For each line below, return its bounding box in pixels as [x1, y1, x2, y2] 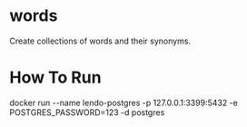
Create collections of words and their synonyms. [9, 35, 192, 46]
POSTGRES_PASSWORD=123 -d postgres [9, 106, 165, 118]
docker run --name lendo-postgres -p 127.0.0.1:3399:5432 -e [9, 97, 238, 108]
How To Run [9, 67, 102, 88]
